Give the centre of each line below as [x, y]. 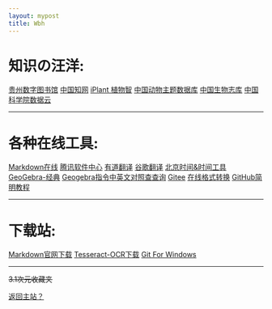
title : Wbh [27, 23]
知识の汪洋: [47, 66]
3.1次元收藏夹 [30, 279]
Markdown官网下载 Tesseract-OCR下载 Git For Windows [102, 255]
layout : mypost [34, 16]
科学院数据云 [30, 100]
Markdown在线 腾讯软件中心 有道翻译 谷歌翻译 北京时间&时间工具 [117, 167]
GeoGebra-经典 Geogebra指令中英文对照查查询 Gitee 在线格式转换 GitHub [132, 177]
